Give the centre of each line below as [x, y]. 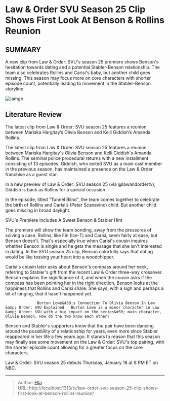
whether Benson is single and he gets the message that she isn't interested [83, 246]
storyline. [15, 89]
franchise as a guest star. [32, 174]
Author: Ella [30, 382]
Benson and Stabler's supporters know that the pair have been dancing [80, 325]
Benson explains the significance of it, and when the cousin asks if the [79, 277]
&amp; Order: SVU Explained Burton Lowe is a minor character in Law [82, 307]
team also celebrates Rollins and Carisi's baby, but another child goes [78, 73]
